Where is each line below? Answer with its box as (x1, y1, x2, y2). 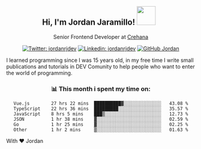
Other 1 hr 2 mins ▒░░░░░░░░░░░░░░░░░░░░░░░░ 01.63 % (13, 127, 188, 133)
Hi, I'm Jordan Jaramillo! (41, 17, 136, 28)
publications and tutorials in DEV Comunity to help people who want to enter (6, 62, 195, 70)
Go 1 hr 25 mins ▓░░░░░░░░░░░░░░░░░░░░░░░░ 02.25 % (13, 121, 188, 128)
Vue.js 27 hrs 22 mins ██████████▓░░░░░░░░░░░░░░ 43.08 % (13, 100, 188, 107)
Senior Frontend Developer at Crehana (53, 33, 149, 40)
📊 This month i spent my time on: (50, 85, 151, 93)
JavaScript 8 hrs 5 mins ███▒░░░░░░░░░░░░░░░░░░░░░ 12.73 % (13, 111, 188, 117)
